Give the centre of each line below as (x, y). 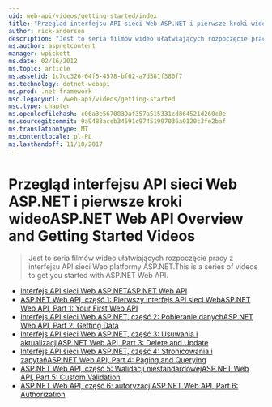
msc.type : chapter (39, 106)
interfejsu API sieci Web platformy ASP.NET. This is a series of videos (143, 267)
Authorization (43, 395)
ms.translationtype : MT (49, 129)
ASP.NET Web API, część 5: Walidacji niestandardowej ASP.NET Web (134, 369)
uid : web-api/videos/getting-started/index (83, 16)
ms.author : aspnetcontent (52, 46)
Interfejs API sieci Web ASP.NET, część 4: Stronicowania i (116, 351)
